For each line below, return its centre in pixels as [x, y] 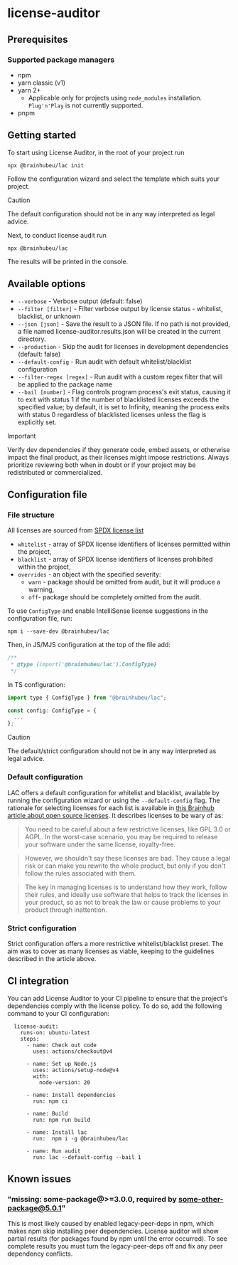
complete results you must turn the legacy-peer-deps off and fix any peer [115, 1246]
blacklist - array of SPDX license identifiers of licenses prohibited [115, 560]
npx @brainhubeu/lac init [45, 165]
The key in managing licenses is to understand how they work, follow [126, 887]
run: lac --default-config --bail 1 [87, 1157]
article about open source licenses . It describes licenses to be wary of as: [115, 815]
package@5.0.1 [34, 1208]
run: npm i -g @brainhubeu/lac [81, 1138]
